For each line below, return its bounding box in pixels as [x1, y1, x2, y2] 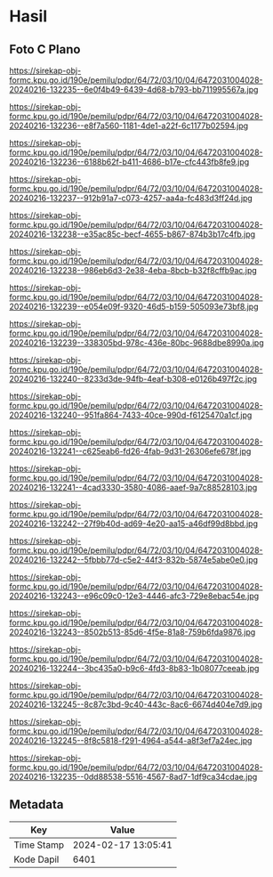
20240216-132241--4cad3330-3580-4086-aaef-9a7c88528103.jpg [9, 483, 258, 492]
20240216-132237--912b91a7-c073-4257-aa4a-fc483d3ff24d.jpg [9, 193, 253, 203]
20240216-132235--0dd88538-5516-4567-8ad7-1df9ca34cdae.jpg [9, 772, 258, 782]
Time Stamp [13, 839, 65, 851]
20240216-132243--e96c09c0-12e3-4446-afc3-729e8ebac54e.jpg [9, 590, 260, 601]
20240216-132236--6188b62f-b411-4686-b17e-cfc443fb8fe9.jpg [9, 157, 250, 166]
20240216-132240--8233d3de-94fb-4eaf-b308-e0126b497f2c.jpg [9, 374, 258, 384]
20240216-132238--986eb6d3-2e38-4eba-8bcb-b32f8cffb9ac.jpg [9, 265, 258, 275]
